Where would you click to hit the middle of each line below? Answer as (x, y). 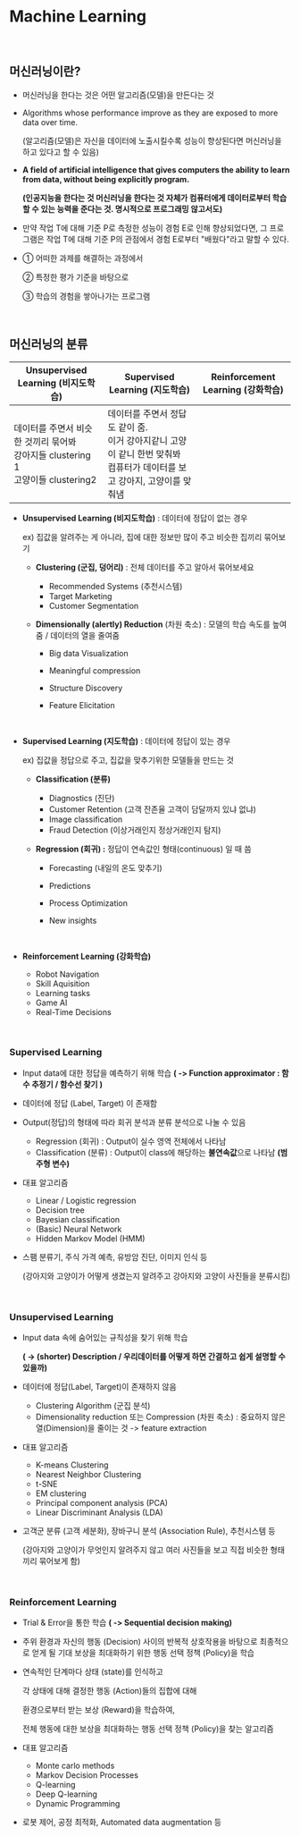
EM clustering (61, 1493)
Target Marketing (80, 596)
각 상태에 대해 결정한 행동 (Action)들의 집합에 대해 (109, 1691)
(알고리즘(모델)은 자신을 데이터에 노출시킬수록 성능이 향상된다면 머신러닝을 (152, 140)
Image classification (86, 819)
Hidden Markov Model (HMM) (90, 1238)
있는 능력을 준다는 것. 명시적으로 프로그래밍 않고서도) (132, 208)
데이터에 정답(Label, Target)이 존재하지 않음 (99, 1387)
